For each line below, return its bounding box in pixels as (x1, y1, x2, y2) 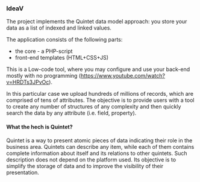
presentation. (6, 169, 39, 176)
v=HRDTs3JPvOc (6, 78, 49, 86)
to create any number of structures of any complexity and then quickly (6, 103, 181, 110)
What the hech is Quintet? (6, 123, 73, 130)
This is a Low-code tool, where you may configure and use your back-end (6, 66, 190, 73)
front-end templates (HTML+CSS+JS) (14, 54, 109, 61)
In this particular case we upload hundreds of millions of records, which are (6, 90, 194, 98)
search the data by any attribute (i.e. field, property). (6, 110, 137, 117)
